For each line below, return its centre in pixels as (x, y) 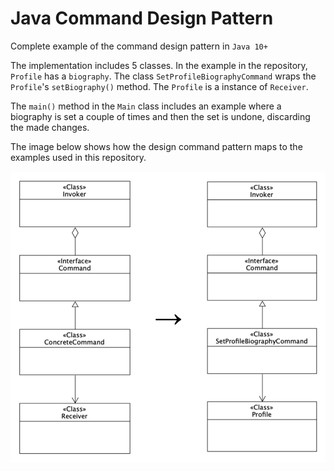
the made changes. (50, 127)
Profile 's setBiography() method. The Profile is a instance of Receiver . (159, 86)
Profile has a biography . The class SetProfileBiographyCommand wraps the (163, 76)
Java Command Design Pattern (142, 18)
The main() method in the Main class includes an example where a (146, 106)
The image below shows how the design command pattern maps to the (156, 146)
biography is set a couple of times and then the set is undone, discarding (160, 116)
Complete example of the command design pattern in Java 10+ (139, 46)
